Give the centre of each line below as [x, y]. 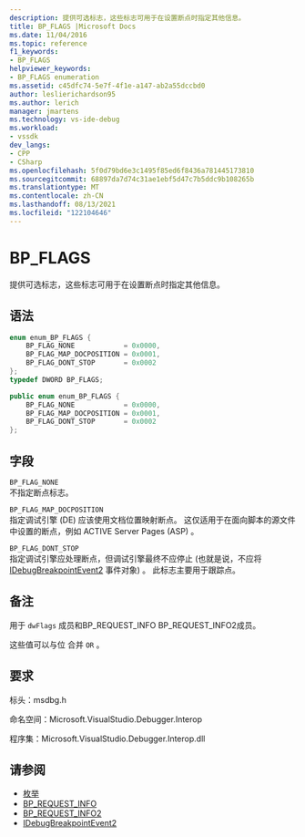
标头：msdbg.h [38, 699]
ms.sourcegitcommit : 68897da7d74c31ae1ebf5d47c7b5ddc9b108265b [132, 179]
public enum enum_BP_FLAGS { [65, 396]
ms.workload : [34, 129]
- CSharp [26, 162]
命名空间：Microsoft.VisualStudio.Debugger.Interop [106, 719]
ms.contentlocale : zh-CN [56, 196]
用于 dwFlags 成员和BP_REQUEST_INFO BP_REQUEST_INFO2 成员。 [135, 625]
